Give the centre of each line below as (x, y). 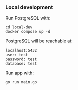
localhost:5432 (21, 51)
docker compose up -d (28, 32)
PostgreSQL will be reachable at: (39, 41)
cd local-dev (19, 27)
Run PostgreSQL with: (28, 18)
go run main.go (21, 82)
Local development (29, 7)
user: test (17, 55)
